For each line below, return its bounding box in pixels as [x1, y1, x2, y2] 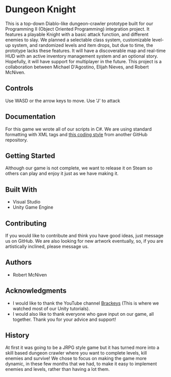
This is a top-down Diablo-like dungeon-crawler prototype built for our [5, 20, 154, 27]
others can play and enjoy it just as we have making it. [5, 170, 119, 177]
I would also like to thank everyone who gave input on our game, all [12, 311, 154, 317]
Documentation [5, 112, 56, 121]
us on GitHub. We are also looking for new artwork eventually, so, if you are [5, 238, 164, 244]
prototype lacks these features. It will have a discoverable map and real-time [5, 47, 166, 54]
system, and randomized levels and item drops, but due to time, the [12, 42, 154, 48]
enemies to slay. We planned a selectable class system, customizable [5, 37, 151, 43]
